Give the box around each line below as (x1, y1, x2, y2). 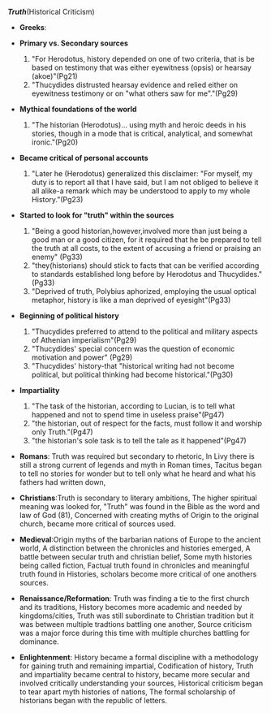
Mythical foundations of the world (19, 105, 137, 114)
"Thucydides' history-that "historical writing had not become (31, 361, 234, 370)
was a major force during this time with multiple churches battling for (19, 629, 250, 637)
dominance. (19, 637, 60, 646)
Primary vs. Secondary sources (19, 38, 129, 48)
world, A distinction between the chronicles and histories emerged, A (19, 543, 251, 553)
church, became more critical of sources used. (19, 519, 176, 529)
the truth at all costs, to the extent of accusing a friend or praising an (31, 244, 261, 253)
